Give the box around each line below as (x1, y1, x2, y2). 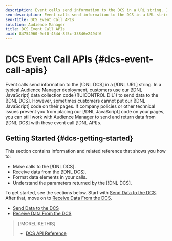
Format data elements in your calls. (12, 174, 87, 180)
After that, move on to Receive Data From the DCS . (5, 195, 113, 201)
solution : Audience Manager (5, 22, 66, 27)
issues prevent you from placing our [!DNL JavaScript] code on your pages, (5, 108, 165, 114)
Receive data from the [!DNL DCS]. (12, 169, 87, 175)
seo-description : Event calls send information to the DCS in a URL (5, 12, 155, 17)
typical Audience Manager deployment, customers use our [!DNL (5, 87, 142, 93)
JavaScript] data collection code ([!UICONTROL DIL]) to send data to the (5, 92, 159, 98)
